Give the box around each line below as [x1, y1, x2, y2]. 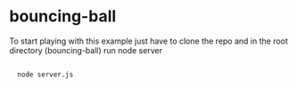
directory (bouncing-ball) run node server [9, 44, 163, 55]
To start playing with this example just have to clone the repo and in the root [9, 36, 288, 46]
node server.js [17, 69, 74, 79]
